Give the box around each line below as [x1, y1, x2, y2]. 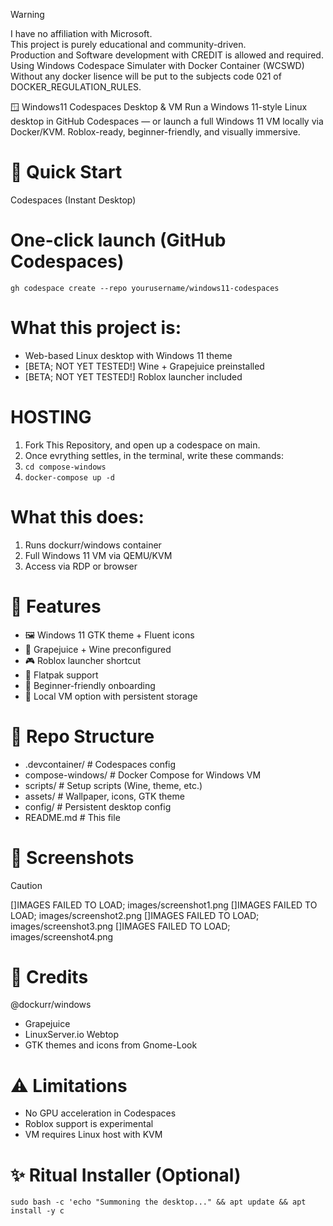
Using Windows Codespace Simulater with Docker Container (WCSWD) [10, 60, 305, 71]
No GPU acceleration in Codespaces [24, 1107, 177, 1119]
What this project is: [10, 317, 182, 339]
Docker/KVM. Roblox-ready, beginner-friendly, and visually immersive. [10, 126, 301, 138]
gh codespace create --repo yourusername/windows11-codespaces [10, 283, 280, 293]
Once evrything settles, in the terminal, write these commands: [24, 449, 285, 461]
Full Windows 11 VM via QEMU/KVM [24, 549, 173, 561]
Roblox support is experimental [24, 1118, 154, 1130]
